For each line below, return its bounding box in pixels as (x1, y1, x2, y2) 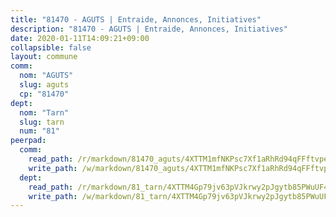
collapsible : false (10, 42, 92, 53)
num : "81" (19, 126, 60, 136)
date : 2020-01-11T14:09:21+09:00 (10, 33, 150, 43)
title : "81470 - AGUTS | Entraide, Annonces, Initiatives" (10, 14, 262, 25)
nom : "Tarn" (19, 107, 70, 118)
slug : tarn (19, 117, 65, 127)
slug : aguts (19, 80, 70, 90)
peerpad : (10, 136, 47, 146)
